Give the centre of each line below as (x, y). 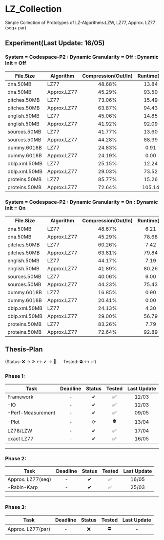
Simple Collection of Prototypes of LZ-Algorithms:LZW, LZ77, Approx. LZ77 (80, 22)
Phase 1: (15, 376)
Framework (20, 397)
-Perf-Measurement (31, 413)
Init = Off (16, 63)
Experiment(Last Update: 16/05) (55, 43)
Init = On (15, 208)
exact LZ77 (21, 439)
